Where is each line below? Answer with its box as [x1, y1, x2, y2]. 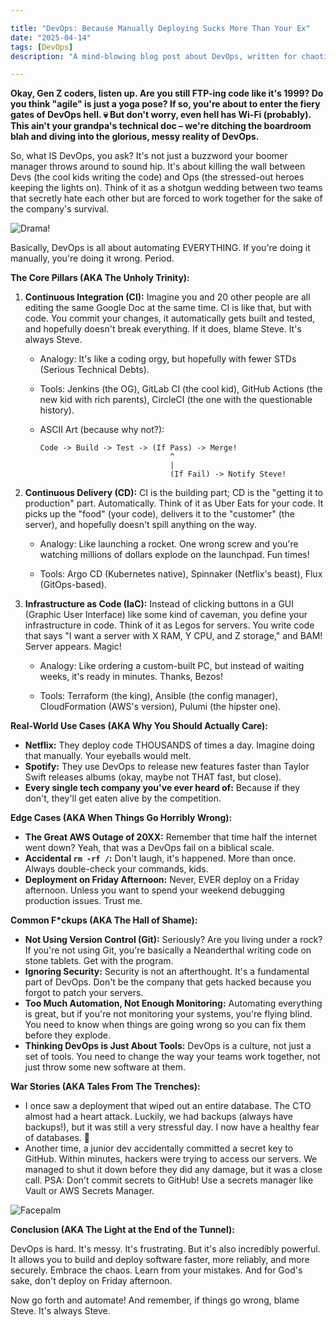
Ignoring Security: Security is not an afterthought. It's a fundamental [24, 966, 310, 978]
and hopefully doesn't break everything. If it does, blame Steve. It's [24, 323, 302, 335]
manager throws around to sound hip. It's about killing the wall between [10, 161, 306, 173]
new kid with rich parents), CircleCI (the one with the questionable [39, 394, 313, 406]
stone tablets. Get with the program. [24, 955, 174, 967]
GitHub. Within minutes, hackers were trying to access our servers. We [24, 1153, 318, 1165]
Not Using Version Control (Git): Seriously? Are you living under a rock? [24, 934, 323, 946]
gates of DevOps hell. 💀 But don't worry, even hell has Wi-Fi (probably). [10, 109, 312, 121]
